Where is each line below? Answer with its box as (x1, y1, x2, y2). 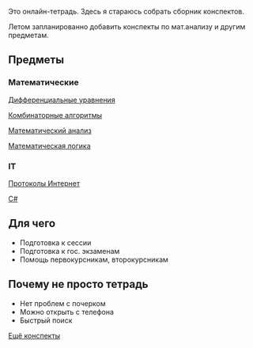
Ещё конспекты (8, 331, 61, 340)
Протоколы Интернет (8, 178, 81, 188)
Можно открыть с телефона (19, 307, 115, 316)
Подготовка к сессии (19, 237, 92, 248)
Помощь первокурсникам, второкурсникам (19, 255, 168, 264)
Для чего (8, 217, 56, 230)
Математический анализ (8, 126, 93, 135)
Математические (8, 77, 79, 88)
